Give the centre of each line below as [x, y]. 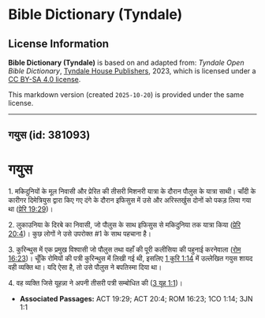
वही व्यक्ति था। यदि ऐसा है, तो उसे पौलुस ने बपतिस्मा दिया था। [85, 267]
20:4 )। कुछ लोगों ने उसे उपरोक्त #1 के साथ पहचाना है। [80, 234]
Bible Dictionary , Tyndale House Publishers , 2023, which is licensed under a [132, 71]
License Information [58, 44]
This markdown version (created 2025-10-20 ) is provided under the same [126, 95]
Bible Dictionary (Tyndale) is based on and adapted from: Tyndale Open [126, 62]
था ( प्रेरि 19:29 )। [31, 209]
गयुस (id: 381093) [49, 135]
